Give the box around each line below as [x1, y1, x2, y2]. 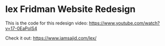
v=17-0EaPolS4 [5, 25, 37, 31]
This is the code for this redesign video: [5, 20, 88, 26]
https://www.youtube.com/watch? [89, 20, 160, 26]
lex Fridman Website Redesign [5, 3, 136, 15]
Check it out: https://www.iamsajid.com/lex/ [5, 35, 97, 41]
